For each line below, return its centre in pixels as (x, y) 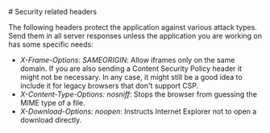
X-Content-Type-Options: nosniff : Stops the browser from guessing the (139, 94)
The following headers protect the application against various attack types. (133, 27)
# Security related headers (53, 12)
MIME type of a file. (53, 103)
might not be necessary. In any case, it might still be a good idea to (131, 77)
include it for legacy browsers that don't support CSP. (109, 85)
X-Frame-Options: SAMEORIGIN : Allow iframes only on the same (127, 60)
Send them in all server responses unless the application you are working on (135, 36)
